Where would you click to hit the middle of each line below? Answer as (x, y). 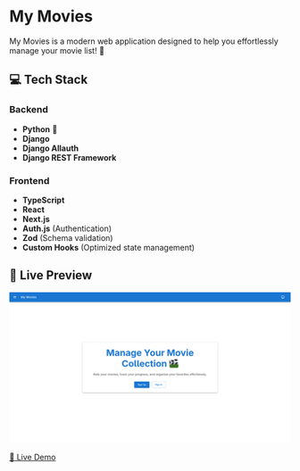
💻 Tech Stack (49, 80)
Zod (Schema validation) (67, 237)
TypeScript (43, 200)
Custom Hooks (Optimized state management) (108, 247)
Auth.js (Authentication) (67, 228)
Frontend (29, 180)
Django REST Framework (69, 157)
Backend (29, 110)
